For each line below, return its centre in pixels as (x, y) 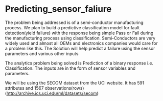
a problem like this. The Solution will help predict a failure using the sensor (80, 48)
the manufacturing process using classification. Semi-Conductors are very (80, 38)
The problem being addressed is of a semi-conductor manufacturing (74, 22)
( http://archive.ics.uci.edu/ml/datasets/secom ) (52, 93)
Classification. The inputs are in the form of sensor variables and (70, 68)
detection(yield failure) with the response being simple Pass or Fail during (79, 33)
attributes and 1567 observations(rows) (45, 88)
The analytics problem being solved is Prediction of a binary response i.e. (79, 63)
